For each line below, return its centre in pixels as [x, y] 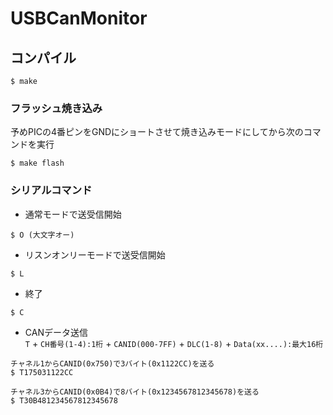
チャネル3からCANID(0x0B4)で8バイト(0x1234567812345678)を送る [135, 392]
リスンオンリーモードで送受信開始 [95, 254]
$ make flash [37, 163]
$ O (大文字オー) [42, 235]
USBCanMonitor [79, 18]
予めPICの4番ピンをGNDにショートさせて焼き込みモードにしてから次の [157, 132]
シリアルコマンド [51, 190]
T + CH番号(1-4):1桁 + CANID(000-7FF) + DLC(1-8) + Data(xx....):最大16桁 [174, 343]
